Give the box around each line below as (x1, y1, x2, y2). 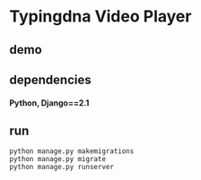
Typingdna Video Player (9, 6, 192, 27)
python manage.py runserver (9, 163, 115, 172)
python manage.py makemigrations (9, 147, 135, 156)
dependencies (9, 72, 92, 87)
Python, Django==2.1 (9, 97, 90, 108)
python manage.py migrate (9, 155, 106, 164)
